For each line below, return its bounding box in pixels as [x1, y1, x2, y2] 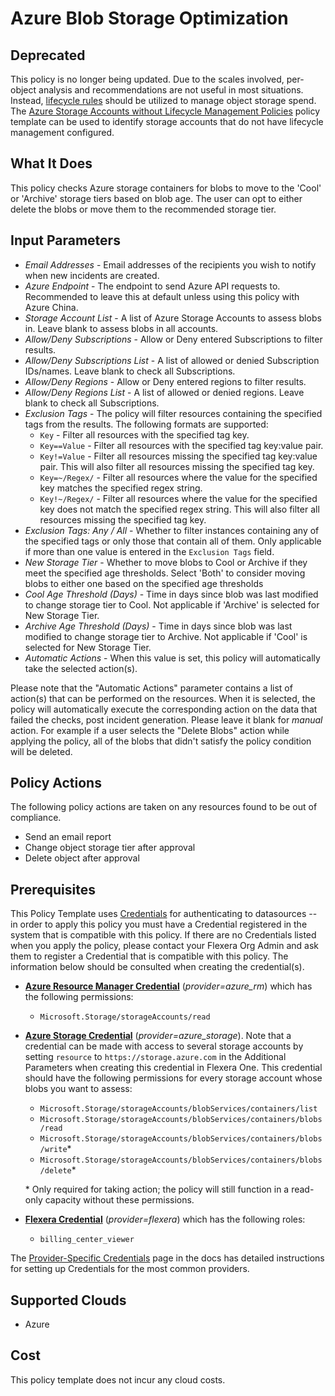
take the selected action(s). [24, 662, 138, 674]
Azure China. [24, 301, 79, 313]
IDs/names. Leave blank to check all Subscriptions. [24, 365, 236, 377]
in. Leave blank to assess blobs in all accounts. [24, 322, 219, 334]
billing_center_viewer [39, 1235, 135, 1245]
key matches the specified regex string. [39, 482, 203, 494]
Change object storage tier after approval [24, 842, 196, 854]
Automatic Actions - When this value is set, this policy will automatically [24, 652, 321, 664]
